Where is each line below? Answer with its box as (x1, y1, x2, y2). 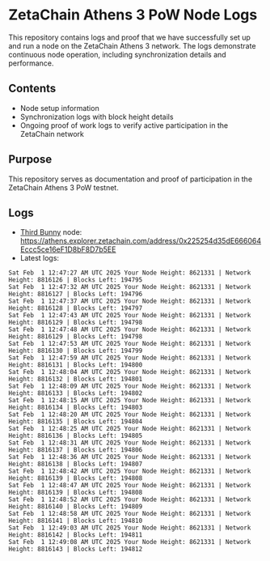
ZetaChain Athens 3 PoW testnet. (8, 182, 119, 192)
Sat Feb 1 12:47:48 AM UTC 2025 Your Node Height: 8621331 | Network (8, 325, 251, 334)
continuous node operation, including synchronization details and (8, 49, 226, 59)
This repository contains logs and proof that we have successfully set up (8, 32, 251, 42)
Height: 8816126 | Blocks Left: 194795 (8, 276, 143, 284)
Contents (8, 82, 57, 96)
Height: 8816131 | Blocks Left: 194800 (8, 361, 143, 369)
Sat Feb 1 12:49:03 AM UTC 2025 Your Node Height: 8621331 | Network (8, 524, 251, 532)
